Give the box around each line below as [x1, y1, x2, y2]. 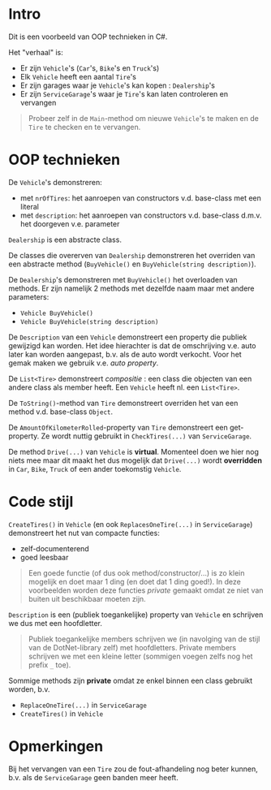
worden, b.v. [8, 684, 50, 694]
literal [19, 201, 39, 211]
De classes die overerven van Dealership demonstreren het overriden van [8, 250, 256, 260]
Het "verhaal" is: [8, 47, 63, 57]
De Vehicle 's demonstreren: [8, 177, 103, 187]
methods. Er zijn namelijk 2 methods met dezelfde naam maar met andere [8, 283, 255, 293]
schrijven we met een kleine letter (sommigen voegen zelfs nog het [28, 651, 253, 661]
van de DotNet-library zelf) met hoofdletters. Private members [28, 642, 237, 652]
